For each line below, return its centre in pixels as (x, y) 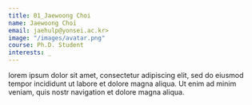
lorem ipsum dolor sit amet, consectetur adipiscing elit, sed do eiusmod (126, 75)
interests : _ (30, 52)
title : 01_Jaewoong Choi (50, 16)
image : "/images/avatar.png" (57, 38)
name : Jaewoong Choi (43, 23)
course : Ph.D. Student (46, 45)
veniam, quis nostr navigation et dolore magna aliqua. (96, 92)
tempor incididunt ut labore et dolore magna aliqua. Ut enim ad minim (122, 84)
